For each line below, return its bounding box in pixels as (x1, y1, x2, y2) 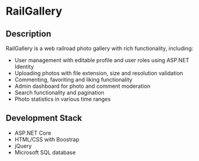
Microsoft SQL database (14, 148, 76, 156)
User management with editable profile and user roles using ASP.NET (14, 57, 190, 63)
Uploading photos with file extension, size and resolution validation (14, 70, 184, 77)
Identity (14, 63, 34, 70)
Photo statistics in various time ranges (14, 96, 111, 102)
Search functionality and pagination (14, 89, 104, 96)
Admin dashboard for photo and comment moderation (14, 82, 151, 90)
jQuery (14, 142, 32, 149)
